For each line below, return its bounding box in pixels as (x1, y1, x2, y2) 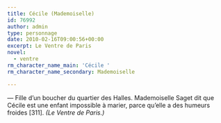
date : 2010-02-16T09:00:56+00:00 (7, 36, 104, 43)
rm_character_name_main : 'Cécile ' (7, 62, 110, 69)
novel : (7, 49, 26, 56)
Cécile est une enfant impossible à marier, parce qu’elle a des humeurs (7, 101, 211, 109)
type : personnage (7, 29, 58, 37)
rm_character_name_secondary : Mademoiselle (7, 68, 136, 75)
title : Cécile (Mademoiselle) (7, 10, 95, 17)
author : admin (7, 23, 49, 30)
